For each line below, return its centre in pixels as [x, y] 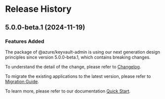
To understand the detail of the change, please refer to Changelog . [73, 66]
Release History [38, 9]
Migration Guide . [22, 81]
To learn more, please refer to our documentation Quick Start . [68, 91]
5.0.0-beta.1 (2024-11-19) [45, 27]
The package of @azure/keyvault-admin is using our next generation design [83, 52]
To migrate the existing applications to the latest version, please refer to [78, 76]
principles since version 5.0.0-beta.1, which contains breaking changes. [78, 57]
